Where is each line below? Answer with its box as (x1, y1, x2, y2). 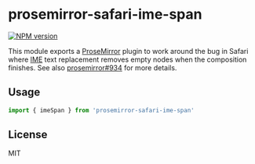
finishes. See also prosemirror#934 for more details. (8, 62, 177, 72)
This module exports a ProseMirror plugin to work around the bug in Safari (8, 46, 249, 55)
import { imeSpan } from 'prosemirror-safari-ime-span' (8, 106, 195, 114)
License (8, 128, 48, 141)
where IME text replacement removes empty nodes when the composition (8, 55, 247, 64)
